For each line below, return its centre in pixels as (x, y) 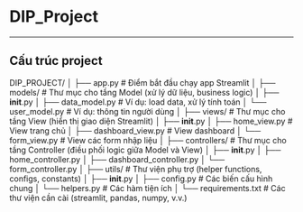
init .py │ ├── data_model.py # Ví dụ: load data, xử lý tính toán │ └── (138, 102)
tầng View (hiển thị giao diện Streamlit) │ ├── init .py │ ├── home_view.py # (151, 121)
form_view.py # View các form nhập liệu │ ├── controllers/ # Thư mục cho (148, 140)
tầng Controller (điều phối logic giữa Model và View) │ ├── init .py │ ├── (145, 150)
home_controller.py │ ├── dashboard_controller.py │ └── (117, 159)
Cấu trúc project (56, 61)
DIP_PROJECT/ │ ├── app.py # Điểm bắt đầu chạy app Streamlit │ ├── (142, 82)
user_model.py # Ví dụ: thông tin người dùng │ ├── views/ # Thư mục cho (147, 111)
